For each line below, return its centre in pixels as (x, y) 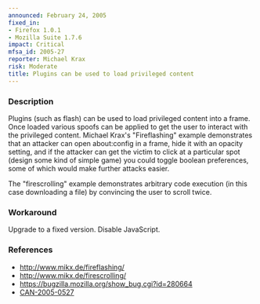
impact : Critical (36, 45)
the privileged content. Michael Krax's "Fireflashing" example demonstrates (130, 135)
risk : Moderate (33, 67)
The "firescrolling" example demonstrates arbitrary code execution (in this (128, 183)
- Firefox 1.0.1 (34, 30)
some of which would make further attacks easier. (89, 168)
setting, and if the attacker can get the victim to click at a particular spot (124, 152)
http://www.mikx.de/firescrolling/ (73, 275)
